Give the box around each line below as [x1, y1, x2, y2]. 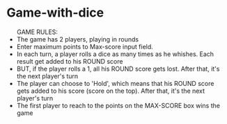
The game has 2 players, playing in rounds [16, 35, 139, 43]
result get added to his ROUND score [16, 57, 123, 65]
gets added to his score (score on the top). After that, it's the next [16, 87, 205, 95]
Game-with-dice [6, 5, 104, 21]
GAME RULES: [16, 28, 58, 36]
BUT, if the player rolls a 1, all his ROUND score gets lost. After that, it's [16, 64, 220, 73]
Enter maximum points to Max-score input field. [16, 42, 154, 51]
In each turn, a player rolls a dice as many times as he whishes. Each [16, 50, 214, 58]
